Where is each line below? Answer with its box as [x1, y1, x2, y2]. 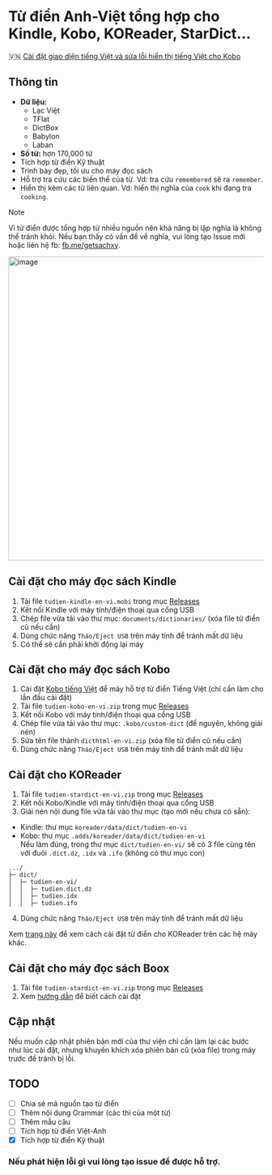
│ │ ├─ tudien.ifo [8, 899, 79, 908]
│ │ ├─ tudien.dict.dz [8, 885, 92, 894]
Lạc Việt [32, 105, 61, 115]
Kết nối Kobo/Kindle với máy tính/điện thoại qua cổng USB [19, 798, 215, 808]
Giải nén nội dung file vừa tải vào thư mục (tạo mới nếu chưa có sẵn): [19, 806, 251, 817]
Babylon [32, 131, 60, 141]
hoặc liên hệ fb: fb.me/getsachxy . [8, 240, 121, 250]
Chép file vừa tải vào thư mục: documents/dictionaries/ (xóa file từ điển [19, 613, 261, 623]
